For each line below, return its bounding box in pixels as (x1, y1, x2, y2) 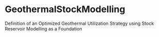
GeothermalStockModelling (5, 4, 126, 15)
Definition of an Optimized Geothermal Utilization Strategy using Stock (5, 20, 154, 26)
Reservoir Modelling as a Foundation (5, 25, 83, 31)
